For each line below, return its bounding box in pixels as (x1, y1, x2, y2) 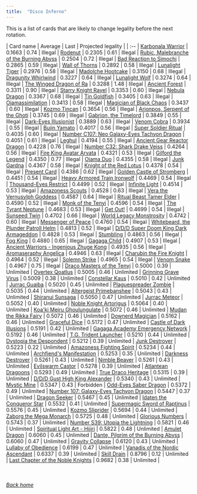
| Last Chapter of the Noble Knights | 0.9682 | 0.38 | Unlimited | (6, 456, 160, 463)
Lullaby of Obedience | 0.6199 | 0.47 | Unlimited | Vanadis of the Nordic (6, 444, 179, 451)
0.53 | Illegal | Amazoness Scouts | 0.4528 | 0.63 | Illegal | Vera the (6, 187, 168, 194)
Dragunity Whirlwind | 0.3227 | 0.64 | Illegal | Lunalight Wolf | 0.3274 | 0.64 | (6, 74, 191, 81)
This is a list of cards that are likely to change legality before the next (6, 25, 173, 32)
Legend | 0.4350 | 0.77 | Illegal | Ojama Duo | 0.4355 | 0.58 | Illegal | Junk (6, 155, 184, 162)
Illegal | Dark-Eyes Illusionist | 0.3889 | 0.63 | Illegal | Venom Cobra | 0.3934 (6, 117, 191, 125)
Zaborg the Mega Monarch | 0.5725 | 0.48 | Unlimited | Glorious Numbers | (6, 413, 187, 420)
